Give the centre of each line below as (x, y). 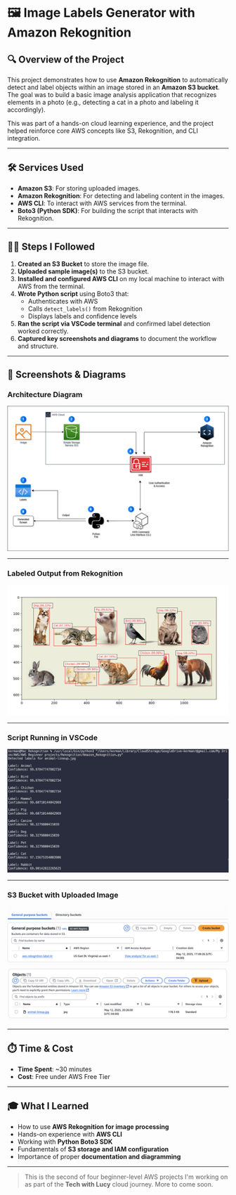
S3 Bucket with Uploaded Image (63, 895)
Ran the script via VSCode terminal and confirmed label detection (114, 323)
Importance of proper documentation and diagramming (99, 1156)
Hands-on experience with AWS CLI (70, 1134)
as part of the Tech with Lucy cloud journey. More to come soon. (119, 1184)
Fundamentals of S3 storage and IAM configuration (93, 1149)
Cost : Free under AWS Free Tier (64, 1076)
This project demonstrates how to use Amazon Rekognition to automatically (118, 80)
